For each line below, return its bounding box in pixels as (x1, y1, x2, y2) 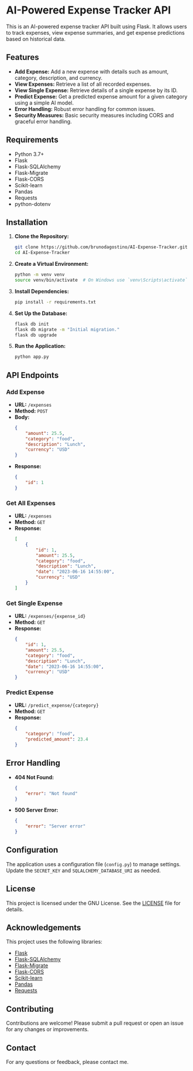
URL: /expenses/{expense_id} (14, 613, 86, 620)
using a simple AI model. (14, 99, 74, 106)
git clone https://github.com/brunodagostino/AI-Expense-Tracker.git (14, 244, 188, 250)
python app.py (14, 354, 49, 360)
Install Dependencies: (14, 288, 69, 295)
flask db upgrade (14, 332, 57, 338)
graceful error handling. (14, 118, 72, 125)
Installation (6, 217, 48, 227)
